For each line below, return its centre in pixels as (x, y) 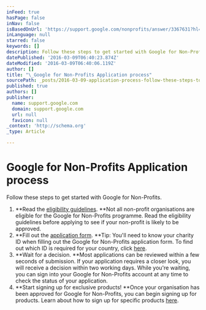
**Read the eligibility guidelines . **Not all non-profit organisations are (105, 209)
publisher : (20, 97)
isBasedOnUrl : (25, 29)
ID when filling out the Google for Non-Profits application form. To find (104, 241)
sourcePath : (21, 80)
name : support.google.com (45, 103)
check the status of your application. (62, 281)
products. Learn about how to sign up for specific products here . (97, 300)
